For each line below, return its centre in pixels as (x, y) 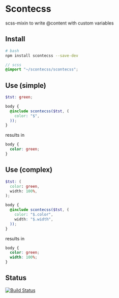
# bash (12, 51)
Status (16, 278)
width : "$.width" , (34, 219)
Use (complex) (29, 170)
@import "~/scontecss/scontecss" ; (42, 69)
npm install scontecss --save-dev (42, 56)
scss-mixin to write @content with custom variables (59, 23)
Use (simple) (26, 85)
